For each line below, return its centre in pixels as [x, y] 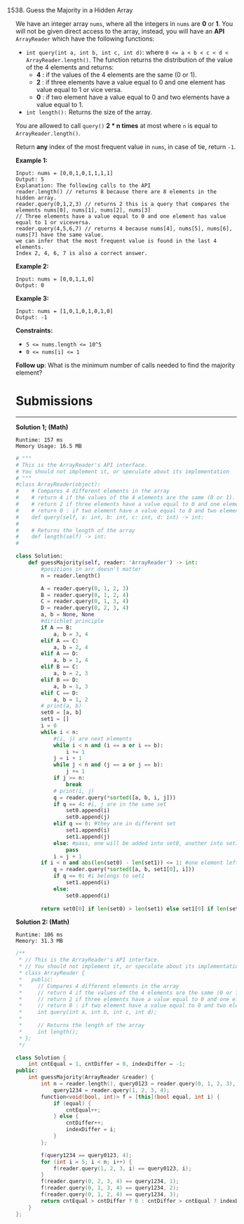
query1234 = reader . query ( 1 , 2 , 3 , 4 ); [111, 1090]
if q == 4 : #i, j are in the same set [110, 804]
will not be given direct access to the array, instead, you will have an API [120, 31]
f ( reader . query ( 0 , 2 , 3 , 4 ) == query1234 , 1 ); [110, 1181]
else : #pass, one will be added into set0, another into [138, 843]
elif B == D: [60, 680]
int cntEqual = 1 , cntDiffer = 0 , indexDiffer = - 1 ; [107, 1064]
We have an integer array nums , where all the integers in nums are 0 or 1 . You [124, 24]
